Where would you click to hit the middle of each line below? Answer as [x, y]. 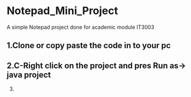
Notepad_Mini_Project [62, 11]
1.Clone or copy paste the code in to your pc [89, 46]
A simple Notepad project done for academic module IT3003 [81, 27]
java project [29, 75]
